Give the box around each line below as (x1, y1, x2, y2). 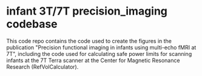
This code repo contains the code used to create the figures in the (6, 37, 172, 44)
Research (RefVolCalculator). (6, 63, 79, 71)
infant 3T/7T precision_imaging (6, 4, 168, 18)
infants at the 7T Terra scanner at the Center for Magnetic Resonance (6, 57, 180, 64)
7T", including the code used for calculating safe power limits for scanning (6, 50, 192, 57)
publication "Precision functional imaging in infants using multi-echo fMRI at (6, 44, 197, 51)
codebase (6, 17, 58, 31)
